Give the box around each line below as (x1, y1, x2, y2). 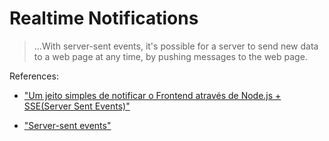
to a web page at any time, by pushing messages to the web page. (33, 50, 308, 62)
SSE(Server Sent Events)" (23, 100, 131, 112)
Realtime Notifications (9, 7, 199, 30)
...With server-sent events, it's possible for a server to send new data (33, 40, 319, 52)
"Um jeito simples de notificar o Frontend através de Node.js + (23, 89, 282, 101)
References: (9, 70, 59, 82)
